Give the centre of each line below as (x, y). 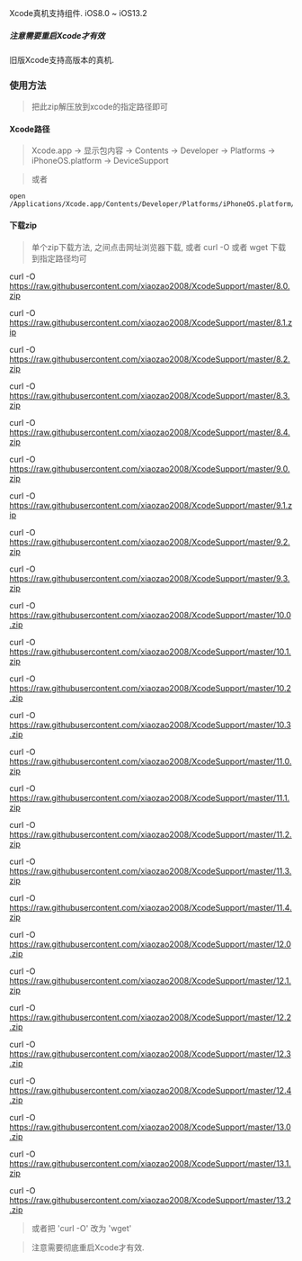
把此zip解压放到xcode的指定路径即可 (99, 107)
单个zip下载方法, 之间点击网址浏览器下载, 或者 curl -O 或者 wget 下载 (158, 247)
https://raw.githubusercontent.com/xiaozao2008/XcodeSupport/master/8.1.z (151, 322)
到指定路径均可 (59, 258)
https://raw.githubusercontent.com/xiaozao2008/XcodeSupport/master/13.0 (151, 1127)
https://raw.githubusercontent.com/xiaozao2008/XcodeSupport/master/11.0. (151, 761)
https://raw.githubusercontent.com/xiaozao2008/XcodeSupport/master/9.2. (150, 542)
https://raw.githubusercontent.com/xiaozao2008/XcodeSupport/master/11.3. (151, 870)
